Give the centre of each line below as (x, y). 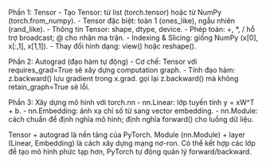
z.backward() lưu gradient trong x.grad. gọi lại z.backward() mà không (123, 78)
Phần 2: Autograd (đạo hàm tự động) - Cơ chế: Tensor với (103, 61)
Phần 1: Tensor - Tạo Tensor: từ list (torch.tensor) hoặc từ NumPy (115, 12)
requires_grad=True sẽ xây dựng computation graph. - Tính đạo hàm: (122, 70)
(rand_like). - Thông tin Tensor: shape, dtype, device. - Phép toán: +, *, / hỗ (132, 29)
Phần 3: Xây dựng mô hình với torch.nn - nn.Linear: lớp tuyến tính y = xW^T (131, 102)
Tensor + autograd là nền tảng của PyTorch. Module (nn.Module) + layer (127, 135)
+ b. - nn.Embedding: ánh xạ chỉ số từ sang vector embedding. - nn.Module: (133, 111)
